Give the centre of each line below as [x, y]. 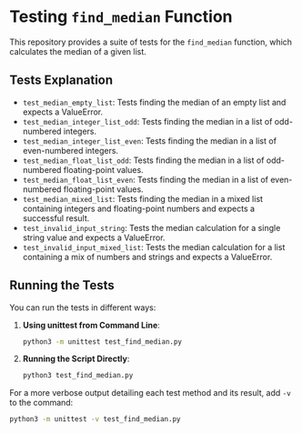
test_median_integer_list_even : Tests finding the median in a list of [150, 141]
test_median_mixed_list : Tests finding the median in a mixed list [143, 198]
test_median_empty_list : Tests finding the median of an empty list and [154, 102]
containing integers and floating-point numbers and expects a [139, 208]
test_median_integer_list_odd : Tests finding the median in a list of [147, 121]
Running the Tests [62, 285]
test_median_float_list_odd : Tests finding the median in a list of [143, 160]
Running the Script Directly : [76, 359]
